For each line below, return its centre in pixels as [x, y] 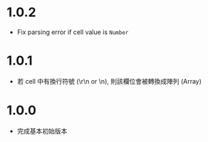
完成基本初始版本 [42, 131]
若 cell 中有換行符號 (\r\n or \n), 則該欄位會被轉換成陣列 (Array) [109, 81]
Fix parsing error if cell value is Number [73, 32]
